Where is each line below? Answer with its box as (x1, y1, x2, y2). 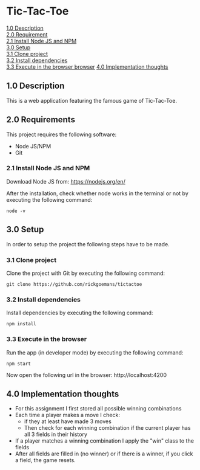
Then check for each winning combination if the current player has (24, 424, 191, 432)
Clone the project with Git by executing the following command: (6, 269, 165, 277)
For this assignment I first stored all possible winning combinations (15, 405, 182, 412)
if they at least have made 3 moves (24, 418, 112, 425)
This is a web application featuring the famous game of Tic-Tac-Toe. (6, 97, 178, 104)
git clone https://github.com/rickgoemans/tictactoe (6, 281, 142, 287)
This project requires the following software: (6, 131, 117, 138)
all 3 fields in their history (24, 430, 88, 438)
